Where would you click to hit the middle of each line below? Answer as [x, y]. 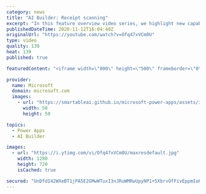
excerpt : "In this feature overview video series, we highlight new [96, 23]
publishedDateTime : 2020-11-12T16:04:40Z [60, 29]
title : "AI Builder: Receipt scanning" [57, 18]
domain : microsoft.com [41, 91]
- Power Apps [29, 130]
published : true [27, 58]
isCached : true [37, 170]
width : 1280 [32, 159]
